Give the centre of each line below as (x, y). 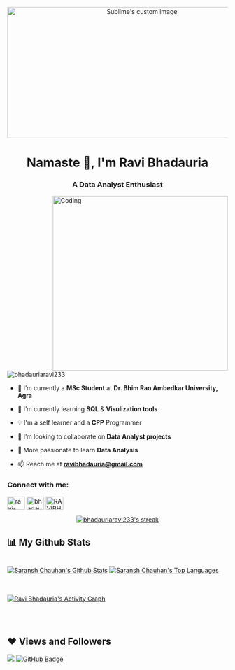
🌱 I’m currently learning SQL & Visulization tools (87, 409)
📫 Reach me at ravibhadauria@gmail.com (80, 464)
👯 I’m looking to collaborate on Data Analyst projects (94, 436)
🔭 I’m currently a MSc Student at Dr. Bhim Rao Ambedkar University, (117, 388)
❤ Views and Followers (59, 641)
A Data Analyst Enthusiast (117, 185)
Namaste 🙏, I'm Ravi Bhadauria (117, 163)
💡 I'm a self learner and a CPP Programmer (79, 422)
